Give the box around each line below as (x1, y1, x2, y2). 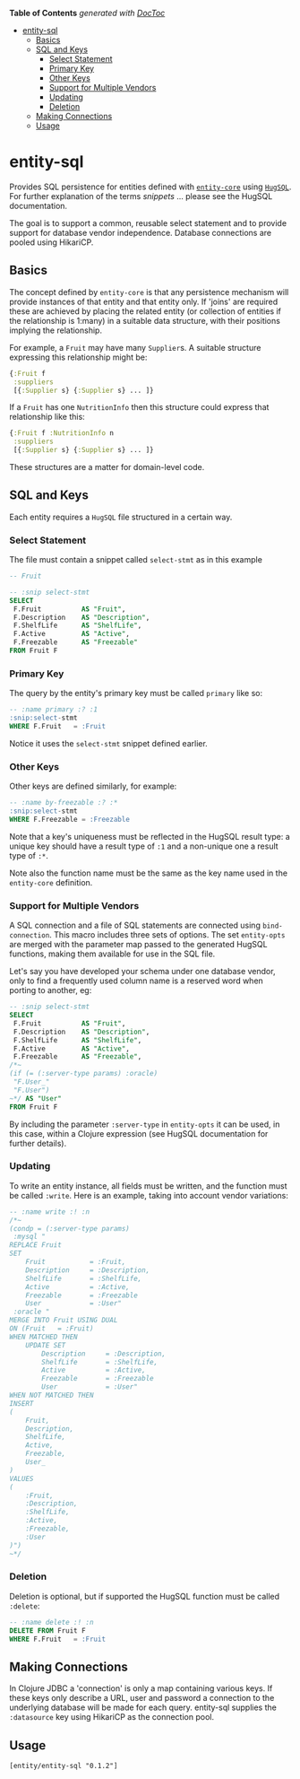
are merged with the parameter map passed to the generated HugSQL (9, 939, 268, 950)
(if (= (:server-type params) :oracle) (9, 1069, 159, 1078)
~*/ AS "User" (9, 1094, 63, 1103)
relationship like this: (9, 412, 85, 423)
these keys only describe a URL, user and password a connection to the (9, 1693, 275, 1704)
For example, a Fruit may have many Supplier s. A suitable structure (9, 342, 261, 353)
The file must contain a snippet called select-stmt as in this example (9, 554, 262, 565)
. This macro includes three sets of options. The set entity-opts (48, 929, 286, 940)
